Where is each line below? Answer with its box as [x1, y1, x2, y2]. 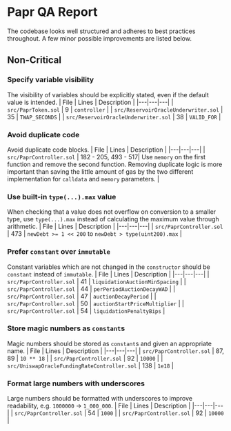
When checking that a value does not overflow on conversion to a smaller [7, 208, 217, 216]
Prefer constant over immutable [7, 247, 110, 257]
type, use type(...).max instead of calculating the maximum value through [7, 215, 219, 223]
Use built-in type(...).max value [7, 192, 117, 201]
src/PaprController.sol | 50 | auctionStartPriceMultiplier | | [7, 299, 185, 308]
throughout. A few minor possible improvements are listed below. [7, 34, 192, 42]
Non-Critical [7, 54, 62, 66]
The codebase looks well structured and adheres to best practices [7, 27, 196, 35]
